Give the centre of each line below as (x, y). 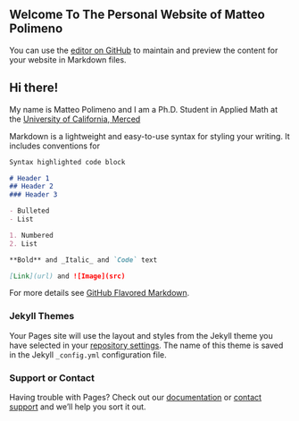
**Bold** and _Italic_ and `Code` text (83, 260)
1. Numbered (31, 235)
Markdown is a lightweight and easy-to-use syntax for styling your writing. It (149, 136)
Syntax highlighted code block (67, 162)
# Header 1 (29, 178)
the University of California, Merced (75, 119)
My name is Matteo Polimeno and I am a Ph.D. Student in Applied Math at (144, 109)
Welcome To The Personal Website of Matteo (137, 15)
